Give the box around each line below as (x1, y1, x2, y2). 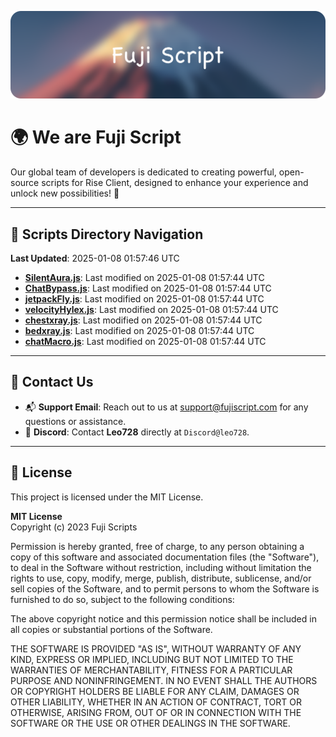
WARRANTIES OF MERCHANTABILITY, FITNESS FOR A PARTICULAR (10, 664, 293, 676)
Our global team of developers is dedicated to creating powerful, (10, 166, 277, 178)
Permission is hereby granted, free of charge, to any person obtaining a (10, 540, 305, 552)
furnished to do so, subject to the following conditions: (10, 593, 235, 605)
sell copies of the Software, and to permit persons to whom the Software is (10, 582, 320, 595)
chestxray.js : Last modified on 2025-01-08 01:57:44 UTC (24, 314, 263, 326)
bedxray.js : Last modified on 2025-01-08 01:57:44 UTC (24, 325, 255, 337)
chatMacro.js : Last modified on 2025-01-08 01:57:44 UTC (24, 336, 267, 348)
